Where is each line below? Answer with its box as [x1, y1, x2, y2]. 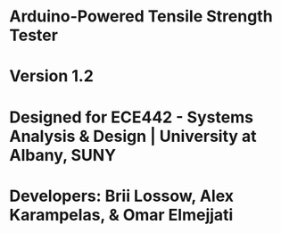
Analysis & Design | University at [9, 126, 257, 146]
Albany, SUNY [9, 145, 117, 165]
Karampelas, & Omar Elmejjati [9, 204, 234, 225]
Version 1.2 [9, 66, 94, 87]
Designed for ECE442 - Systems [9, 107, 254, 127]
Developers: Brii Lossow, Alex [9, 186, 235, 206]
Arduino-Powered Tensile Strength [9, 6, 274, 27]
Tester [9, 25, 58, 46]
